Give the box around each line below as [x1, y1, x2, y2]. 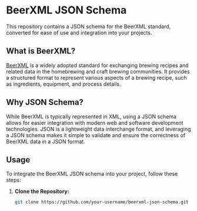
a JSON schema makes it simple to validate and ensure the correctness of [6, 131, 186, 138]
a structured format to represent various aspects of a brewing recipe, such [6, 74, 187, 81]
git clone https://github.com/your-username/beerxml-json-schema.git [14, 199, 189, 205]
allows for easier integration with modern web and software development [6, 119, 183, 126]
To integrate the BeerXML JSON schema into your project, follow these [6, 171, 178, 178]
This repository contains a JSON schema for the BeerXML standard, [6, 23, 171, 30]
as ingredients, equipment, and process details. [6, 80, 122, 87]
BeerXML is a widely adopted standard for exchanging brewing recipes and [6, 62, 189, 69]
